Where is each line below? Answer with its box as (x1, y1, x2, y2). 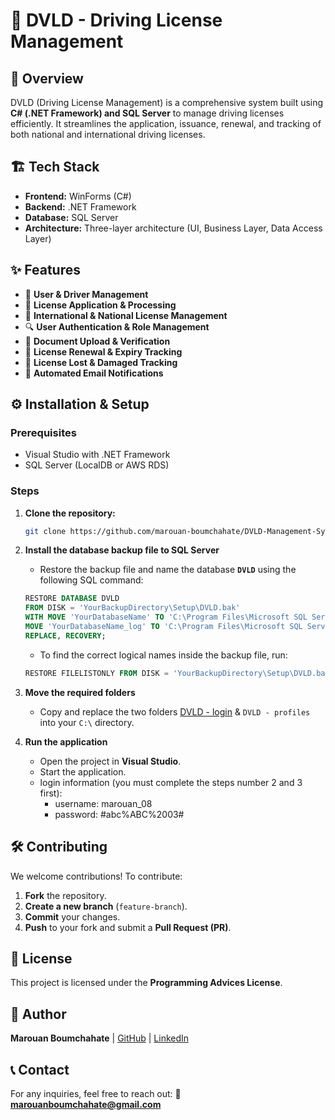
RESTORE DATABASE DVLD (24, 594, 120, 604)
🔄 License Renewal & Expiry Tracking (24, 345, 183, 358)
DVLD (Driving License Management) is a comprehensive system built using (10, 97, 324, 108)
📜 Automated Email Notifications (24, 367, 164, 379)
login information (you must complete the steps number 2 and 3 (39, 776, 303, 788)
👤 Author (10, 1005, 67, 1023)
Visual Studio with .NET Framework (24, 449, 171, 461)
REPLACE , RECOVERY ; (24, 630, 107, 641)
